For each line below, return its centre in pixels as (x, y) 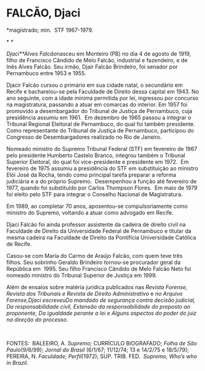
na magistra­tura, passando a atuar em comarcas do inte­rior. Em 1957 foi (97, 105)
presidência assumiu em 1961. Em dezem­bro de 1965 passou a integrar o (99, 117)
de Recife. (19, 244)
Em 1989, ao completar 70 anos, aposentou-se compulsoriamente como (97, 206)
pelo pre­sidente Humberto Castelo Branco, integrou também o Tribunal (96, 155)
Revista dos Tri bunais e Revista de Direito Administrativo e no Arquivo (95, 293)
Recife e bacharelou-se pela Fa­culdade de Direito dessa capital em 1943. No (102, 91)
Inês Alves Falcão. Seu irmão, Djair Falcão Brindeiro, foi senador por (92, 67)
